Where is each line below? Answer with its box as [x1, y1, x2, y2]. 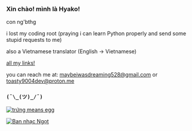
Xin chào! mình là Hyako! [6, 5, 80, 13]
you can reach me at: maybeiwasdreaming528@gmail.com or [6, 71, 158, 78]
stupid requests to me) [6, 36, 62, 44]
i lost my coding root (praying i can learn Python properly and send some [6, 30, 187, 37]
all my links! [6, 59, 35, 67]
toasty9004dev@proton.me [6, 77, 75, 85]
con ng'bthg [6, 19, 36, 26]
